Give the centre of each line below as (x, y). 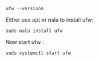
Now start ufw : (25, 42)
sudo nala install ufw (34, 31)
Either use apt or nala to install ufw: (49, 20)
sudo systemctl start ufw (38, 53)
